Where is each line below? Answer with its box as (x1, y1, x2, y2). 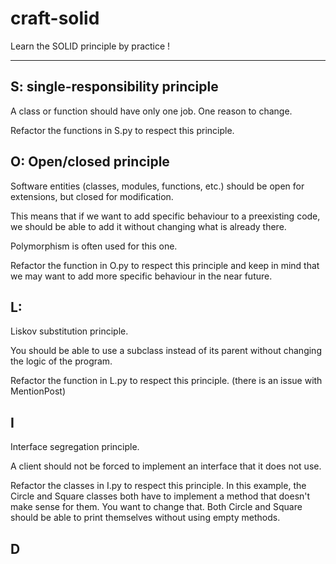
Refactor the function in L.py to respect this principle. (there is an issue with (10, 375, 323, 387)
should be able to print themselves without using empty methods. (10, 512, 281, 524)
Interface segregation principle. (10, 441, 140, 453)
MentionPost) (10, 385, 67, 397)
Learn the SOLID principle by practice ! (10, 40, 171, 52)
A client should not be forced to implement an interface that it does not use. (10, 460, 322, 472)
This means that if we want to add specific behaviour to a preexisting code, (10, 210, 321, 222)
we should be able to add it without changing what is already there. (10, 220, 287, 232)
